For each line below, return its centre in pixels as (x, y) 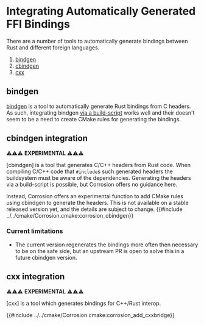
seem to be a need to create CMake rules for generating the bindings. (94, 119)
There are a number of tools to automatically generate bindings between (97, 41)
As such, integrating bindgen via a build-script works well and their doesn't (100, 112)
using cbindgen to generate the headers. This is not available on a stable (97, 202)
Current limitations (35, 231)
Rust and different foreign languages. (53, 48)
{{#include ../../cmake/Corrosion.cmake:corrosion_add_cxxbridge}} (90, 315)
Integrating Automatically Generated (101, 11)
